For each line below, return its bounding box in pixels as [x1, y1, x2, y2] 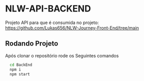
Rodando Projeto [5, 39, 58, 48]
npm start [9, 71, 30, 76]
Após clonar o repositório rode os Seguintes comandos [5, 52, 119, 58]
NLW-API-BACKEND [5, 3, 91, 14]
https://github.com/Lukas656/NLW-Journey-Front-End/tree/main [5, 24, 139, 30]
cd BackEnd [9, 62, 32, 67]
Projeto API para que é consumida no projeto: [5, 19, 99, 25]
